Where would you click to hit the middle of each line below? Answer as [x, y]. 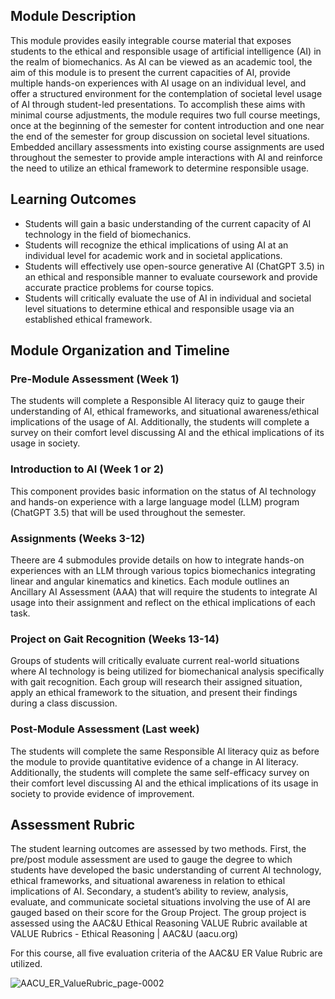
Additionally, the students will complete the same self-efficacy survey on [160, 772]
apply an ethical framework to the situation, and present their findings [154, 693]
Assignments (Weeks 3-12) [78, 538]
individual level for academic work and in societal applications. [153, 255]
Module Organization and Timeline [120, 350]
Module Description [73, 16]
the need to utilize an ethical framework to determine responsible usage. [160, 168]
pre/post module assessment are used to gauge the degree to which [151, 860]
